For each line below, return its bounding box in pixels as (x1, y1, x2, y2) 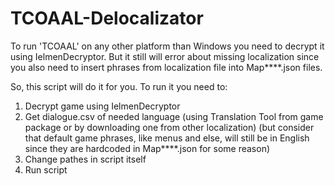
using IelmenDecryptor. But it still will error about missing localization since (10, 50, 320, 62)
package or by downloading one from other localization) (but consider (24, 121, 315, 133)
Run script (24, 163, 68, 176)
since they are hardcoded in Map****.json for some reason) (24, 142, 271, 154)
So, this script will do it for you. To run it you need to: (10, 80, 228, 92)
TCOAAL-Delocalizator (10, 7, 204, 30)
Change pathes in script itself (24, 153, 147, 165)
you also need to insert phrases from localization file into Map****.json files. (10, 61, 323, 73)
